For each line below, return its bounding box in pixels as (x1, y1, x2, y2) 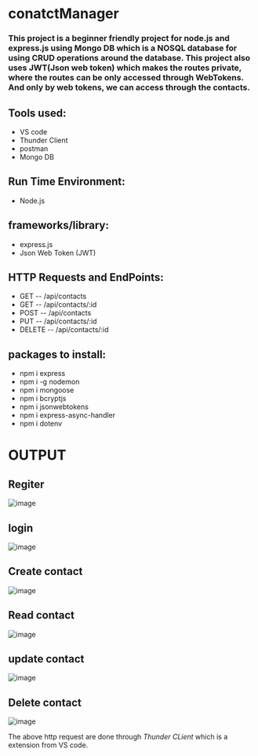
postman (19, 143, 49, 153)
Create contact (8, 565, 83, 578)
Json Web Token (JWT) (19, 248, 96, 257)
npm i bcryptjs (19, 394, 67, 404)
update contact (8, 652, 85, 666)
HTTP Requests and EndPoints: (8, 271, 165, 284)
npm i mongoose (19, 385, 74, 395)
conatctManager (8, 5, 119, 23)
